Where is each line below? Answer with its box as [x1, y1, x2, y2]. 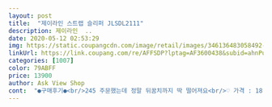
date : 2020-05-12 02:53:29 [8, 34, 100, 43]
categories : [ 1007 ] [8, 57, 74, 65]
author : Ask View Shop [8, 79, 85, 87]
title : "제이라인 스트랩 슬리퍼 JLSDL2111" [8, 19, 144, 27]
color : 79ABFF [8, 64, 57, 72]
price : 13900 [8, 72, 53, 80]
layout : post [8, 11, 53, 20]
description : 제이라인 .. [8, 27, 93, 35]
